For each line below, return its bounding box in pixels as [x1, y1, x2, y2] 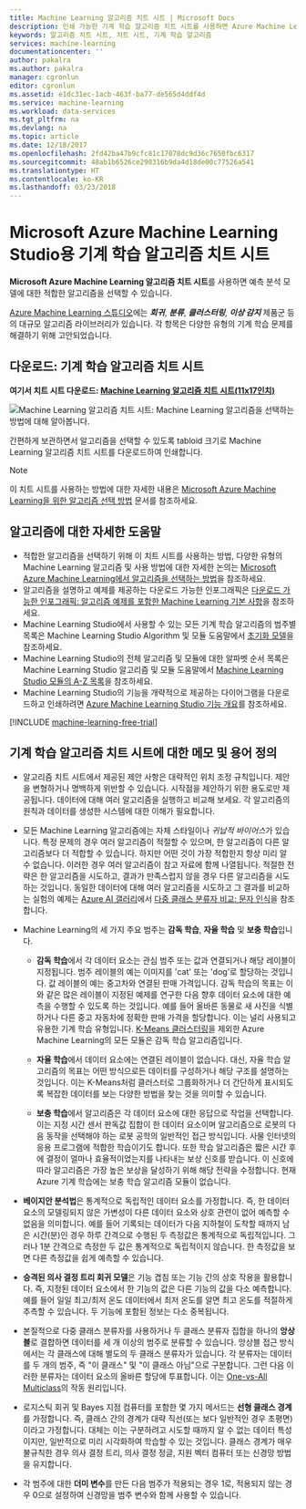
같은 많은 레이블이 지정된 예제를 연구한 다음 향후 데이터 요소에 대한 [46, 988, 282, 999]
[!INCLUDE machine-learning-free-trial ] [9, 717, 158, 728]
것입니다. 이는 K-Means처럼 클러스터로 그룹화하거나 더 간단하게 [36, 1077, 262, 1088]
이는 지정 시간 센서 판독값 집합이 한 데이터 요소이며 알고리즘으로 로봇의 [36, 1119, 287, 1130]
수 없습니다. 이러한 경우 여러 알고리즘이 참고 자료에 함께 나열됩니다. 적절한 [22, 859, 285, 870]
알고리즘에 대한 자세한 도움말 [9, 524, 162, 540]
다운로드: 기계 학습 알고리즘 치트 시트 [9, 359, 204, 375]
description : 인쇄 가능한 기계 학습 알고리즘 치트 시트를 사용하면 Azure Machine [9, 22, 286, 31]
